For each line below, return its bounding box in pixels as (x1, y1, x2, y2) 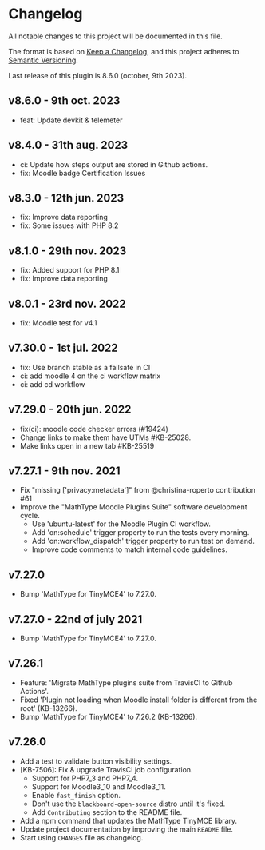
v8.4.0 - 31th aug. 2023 (8, 138, 129, 152)
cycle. (19, 511, 40, 521)
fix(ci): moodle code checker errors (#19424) (19, 424, 169, 433)
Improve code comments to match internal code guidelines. (31, 545, 227, 554)
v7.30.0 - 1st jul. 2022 (8, 341, 118, 355)
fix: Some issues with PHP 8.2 (19, 221, 119, 230)
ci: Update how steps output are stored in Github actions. (19, 159, 208, 169)
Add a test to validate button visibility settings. (19, 756, 172, 766)
